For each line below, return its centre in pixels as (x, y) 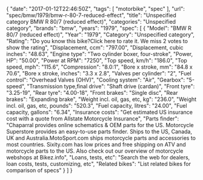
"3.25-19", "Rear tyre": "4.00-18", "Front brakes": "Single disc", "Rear (92, 93)
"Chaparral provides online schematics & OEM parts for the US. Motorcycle (100, 125)
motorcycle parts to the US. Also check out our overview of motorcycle (95, 151)
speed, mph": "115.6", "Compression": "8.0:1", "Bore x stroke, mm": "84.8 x (99, 67)
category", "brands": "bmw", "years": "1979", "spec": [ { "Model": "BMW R (99, 28)
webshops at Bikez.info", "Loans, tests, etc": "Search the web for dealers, (98, 157)
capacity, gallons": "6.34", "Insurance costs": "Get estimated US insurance (99, 112)
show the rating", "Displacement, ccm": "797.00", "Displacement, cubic (95, 47)
